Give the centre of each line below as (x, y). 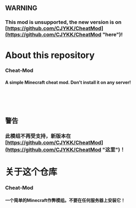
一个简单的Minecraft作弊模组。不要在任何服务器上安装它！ (65, 200)
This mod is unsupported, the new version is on (63, 22)
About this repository (50, 55)
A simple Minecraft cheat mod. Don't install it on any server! (68, 82)
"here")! (113, 35)
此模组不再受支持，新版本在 (38, 136)
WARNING (21, 8)
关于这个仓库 (31, 172)
